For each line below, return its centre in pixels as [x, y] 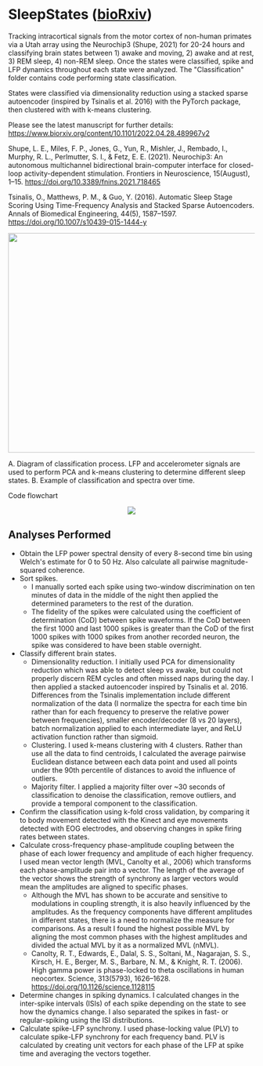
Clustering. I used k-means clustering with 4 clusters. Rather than [137, 745]
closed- [241, 165]
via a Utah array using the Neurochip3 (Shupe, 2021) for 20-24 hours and [126, 44]
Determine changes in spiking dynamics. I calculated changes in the [129, 995]
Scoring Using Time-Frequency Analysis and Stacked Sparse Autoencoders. [131, 205]
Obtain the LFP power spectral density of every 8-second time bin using [136, 554]
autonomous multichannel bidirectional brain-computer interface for [118, 165]
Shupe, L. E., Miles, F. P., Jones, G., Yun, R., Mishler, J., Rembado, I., [118, 148]
